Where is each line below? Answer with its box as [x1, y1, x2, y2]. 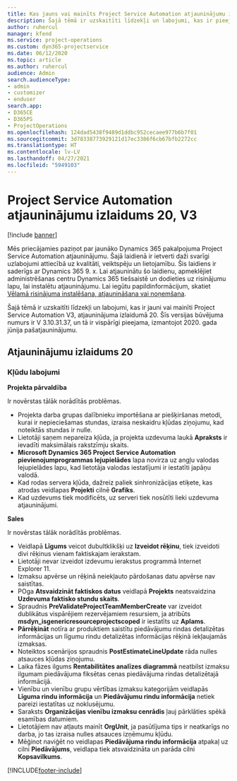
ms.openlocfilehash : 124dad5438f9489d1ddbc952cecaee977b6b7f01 [7, 129, 197, 136]
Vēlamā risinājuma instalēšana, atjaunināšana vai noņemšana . [7, 289, 187, 298]
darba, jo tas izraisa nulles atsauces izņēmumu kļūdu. [17, 730, 174, 739]
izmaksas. [17, 640, 47, 648]
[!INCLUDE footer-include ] [7, 766, 83, 775]
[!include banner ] [7, 231, 58, 239]
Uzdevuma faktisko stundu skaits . [17, 595, 120, 603]
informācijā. [17, 677, 52, 686]
